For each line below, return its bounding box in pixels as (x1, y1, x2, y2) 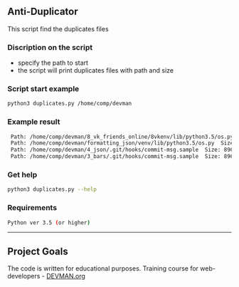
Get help (7, 170, 38, 179)
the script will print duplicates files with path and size (17, 66, 174, 75)
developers (7, 272, 41, 281)
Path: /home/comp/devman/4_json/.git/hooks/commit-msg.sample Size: (10, 146, 221, 154)
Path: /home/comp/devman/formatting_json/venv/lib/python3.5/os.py (10, 140, 215, 147)
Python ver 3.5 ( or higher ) (7, 219, 91, 226)
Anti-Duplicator (7, 6, 78, 18)
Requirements (7, 203, 58, 213)
